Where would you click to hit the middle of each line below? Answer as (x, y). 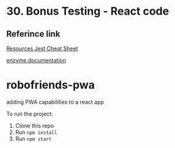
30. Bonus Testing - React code (88, 11)
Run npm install (36, 132)
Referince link (33, 34)
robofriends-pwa (50, 85)
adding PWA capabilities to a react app (55, 102)
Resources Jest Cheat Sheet (42, 48)
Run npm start (33, 138)
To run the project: (30, 114)
